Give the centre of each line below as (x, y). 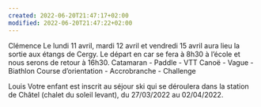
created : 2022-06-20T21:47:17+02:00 (68, 15)
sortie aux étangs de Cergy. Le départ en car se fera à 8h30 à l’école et (125, 54)
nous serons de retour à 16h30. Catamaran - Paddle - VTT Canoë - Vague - (131, 62)
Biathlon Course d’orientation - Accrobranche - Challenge (102, 71)
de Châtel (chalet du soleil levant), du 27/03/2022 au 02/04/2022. (116, 94)
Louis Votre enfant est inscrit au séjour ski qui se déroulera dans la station (129, 86)
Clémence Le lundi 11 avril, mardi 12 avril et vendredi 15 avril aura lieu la (124, 45)
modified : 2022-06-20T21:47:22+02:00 (70, 23)
